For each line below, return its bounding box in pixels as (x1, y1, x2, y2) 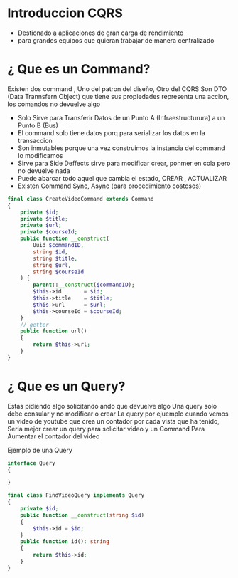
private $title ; (20, 215, 69, 222)
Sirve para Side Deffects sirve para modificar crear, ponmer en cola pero (17, 159, 231, 167)
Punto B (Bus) (17, 121, 59, 130)
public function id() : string (20, 538, 110, 545)
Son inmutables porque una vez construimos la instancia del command (17, 144, 225, 152)
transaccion (17, 136, 53, 144)
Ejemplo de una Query (7, 446, 73, 454)
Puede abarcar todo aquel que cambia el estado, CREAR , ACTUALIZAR (17, 174, 227, 182)
